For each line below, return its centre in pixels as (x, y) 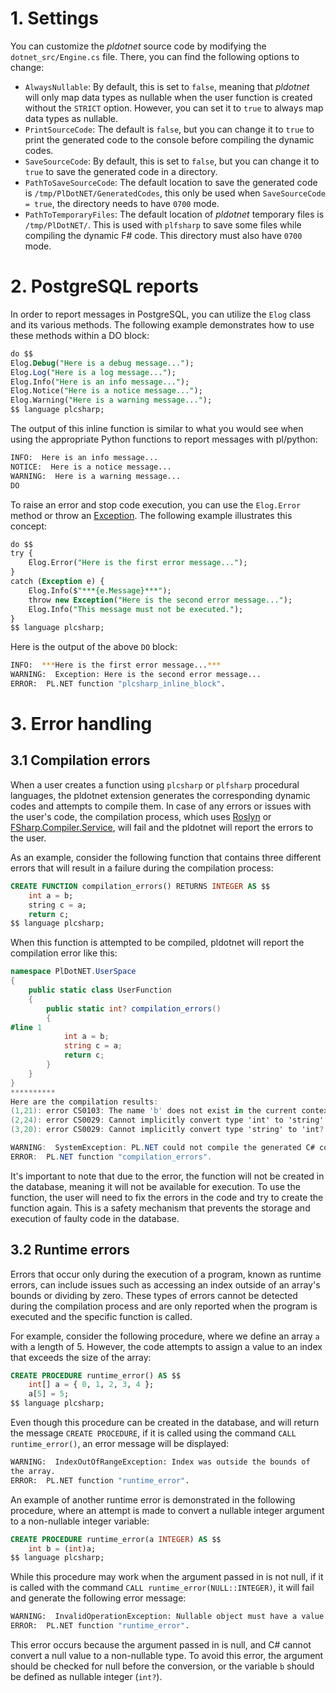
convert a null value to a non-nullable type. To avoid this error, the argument (167, 1656)
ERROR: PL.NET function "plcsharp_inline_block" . (118, 684)
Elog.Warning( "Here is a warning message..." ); (111, 400)
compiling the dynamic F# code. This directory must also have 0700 (163, 235)
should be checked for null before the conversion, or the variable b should (162, 1666)
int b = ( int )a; (62, 1548)
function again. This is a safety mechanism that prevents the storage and (160, 1208)
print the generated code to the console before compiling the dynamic (169, 139)
